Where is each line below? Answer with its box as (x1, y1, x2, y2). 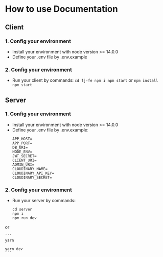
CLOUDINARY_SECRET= (12, 175, 52, 180)
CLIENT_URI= (12, 158, 37, 163)
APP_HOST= (12, 136, 33, 141)
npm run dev (12, 216, 37, 221)
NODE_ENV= (12, 149, 33, 154)
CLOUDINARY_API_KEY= (12, 171, 54, 176)
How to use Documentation (5, 3, 118, 15)
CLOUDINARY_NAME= (12, 166, 48, 171)
